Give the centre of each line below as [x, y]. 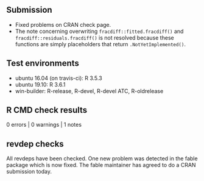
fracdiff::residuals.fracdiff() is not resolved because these [95, 37]
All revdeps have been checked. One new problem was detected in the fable [102, 158]
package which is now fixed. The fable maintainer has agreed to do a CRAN [101, 165]
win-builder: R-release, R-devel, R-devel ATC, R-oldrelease [89, 91]
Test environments [43, 63]
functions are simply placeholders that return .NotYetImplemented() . [100, 44]
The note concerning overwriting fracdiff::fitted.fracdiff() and [99, 31]
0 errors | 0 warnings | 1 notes [44, 125]
